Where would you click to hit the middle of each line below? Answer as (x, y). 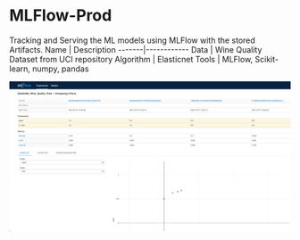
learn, (20, 69)
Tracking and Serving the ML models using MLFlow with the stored (133, 40)
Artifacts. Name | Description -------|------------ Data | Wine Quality (136, 49)
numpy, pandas (61, 69)
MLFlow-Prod (61, 16)
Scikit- (267, 59)
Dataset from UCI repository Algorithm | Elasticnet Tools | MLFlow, (131, 59)
